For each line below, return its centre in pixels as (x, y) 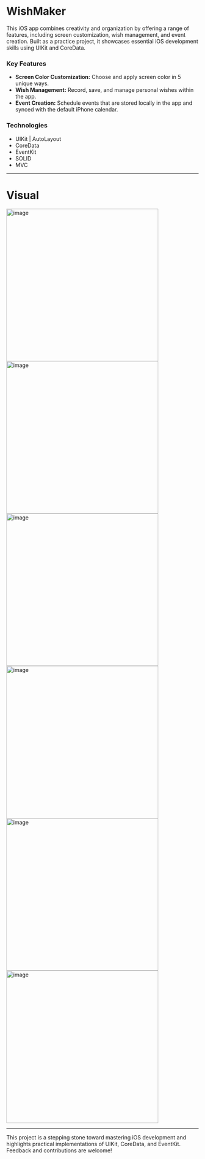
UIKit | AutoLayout (38, 138)
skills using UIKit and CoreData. (46, 48)
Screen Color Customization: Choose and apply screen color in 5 (98, 77)
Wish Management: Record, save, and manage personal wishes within (104, 90)
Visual (23, 195)
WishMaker (36, 11)
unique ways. (32, 83)
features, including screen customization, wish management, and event (96, 34)
